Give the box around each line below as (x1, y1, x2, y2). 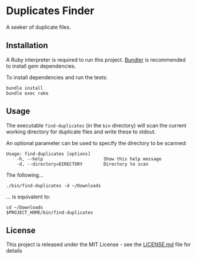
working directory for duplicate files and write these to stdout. (6, 128, 156, 135)
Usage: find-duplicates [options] (6, 151, 91, 157)
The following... (6, 171, 44, 179)
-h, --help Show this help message (16, 156, 162, 162)
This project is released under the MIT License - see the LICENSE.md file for (6, 241, 191, 248)
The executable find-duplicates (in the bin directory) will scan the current (6, 122, 187, 129)
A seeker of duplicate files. (6, 23, 71, 31)
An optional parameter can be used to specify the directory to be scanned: (6, 139, 187, 146)
